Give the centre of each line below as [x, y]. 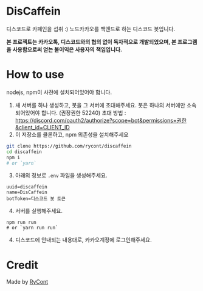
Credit [22, 265]
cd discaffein [24, 152]
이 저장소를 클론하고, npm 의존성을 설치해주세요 [72, 134]
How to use [35, 75]
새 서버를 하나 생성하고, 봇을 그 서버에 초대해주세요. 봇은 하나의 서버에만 [100, 105]
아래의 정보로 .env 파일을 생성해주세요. [61, 176]
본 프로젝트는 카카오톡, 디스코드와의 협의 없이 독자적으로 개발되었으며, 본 [91, 41]
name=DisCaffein [27, 192]
